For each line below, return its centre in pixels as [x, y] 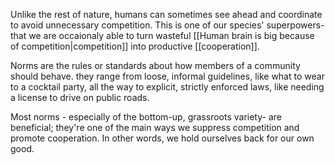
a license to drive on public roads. [80, 97]
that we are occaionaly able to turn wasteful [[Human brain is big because [162, 35]
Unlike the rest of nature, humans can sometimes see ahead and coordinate [166, 14]
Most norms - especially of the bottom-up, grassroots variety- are [146, 117]
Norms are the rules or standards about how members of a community [155, 65]
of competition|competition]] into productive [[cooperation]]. [135, 46]
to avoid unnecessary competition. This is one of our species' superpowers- [167, 25]
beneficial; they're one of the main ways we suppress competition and [155, 127]
